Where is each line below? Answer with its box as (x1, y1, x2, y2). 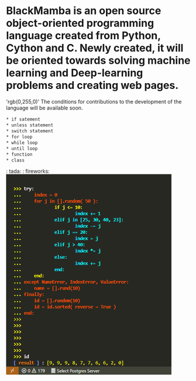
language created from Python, (6, 29, 161, 42)
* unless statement (6, 122, 54, 128)
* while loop (6, 139, 38, 146)
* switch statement (6, 128, 54, 134)
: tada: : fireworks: (6, 167, 50, 174)
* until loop (6, 145, 38, 152)
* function (6, 151, 33, 157)
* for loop (6, 133, 33, 140)
